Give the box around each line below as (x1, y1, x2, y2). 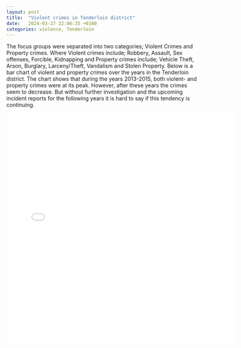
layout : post (6, 9, 40, 15)
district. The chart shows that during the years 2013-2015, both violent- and (6, 75, 197, 83)
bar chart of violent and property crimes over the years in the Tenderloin (6, 68, 189, 76)
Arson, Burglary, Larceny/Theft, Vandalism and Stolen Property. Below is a (6, 62, 193, 70)
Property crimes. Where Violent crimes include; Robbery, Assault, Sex (6, 50, 183, 57)
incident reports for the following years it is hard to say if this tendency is (6, 95, 190, 102)
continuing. (6, 102, 35, 109)
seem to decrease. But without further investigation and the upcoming (6, 88, 184, 95)
